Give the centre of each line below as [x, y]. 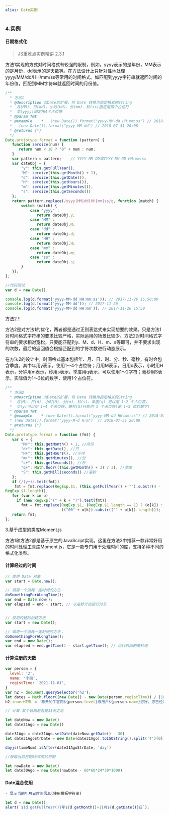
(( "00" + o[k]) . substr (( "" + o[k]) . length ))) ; [111, 510]
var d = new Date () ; [27, 290]
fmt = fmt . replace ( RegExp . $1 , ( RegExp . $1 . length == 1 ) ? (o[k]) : [92, 505]
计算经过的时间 [21, 565]
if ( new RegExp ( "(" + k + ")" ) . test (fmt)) [62, 501]
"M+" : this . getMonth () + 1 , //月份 [57, 444]
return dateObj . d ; [56, 234]
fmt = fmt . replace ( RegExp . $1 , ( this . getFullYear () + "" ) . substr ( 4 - [88, 486]
